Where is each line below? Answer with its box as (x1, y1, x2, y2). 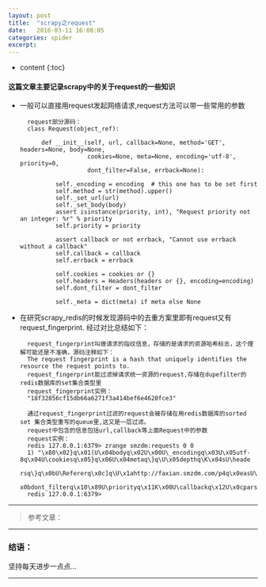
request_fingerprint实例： (27, 388, 112, 396)
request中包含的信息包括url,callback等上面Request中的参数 (27, 426, 208, 435)
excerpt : (8, 41, 37, 49)
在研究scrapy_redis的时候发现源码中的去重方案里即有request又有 (19, 313, 232, 323)
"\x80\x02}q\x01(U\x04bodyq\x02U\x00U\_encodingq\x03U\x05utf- (37, 449, 251, 457)
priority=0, (19, 160, 59, 168)
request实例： (27, 435, 70, 443)
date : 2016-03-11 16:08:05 (8, 26, 104, 34)
